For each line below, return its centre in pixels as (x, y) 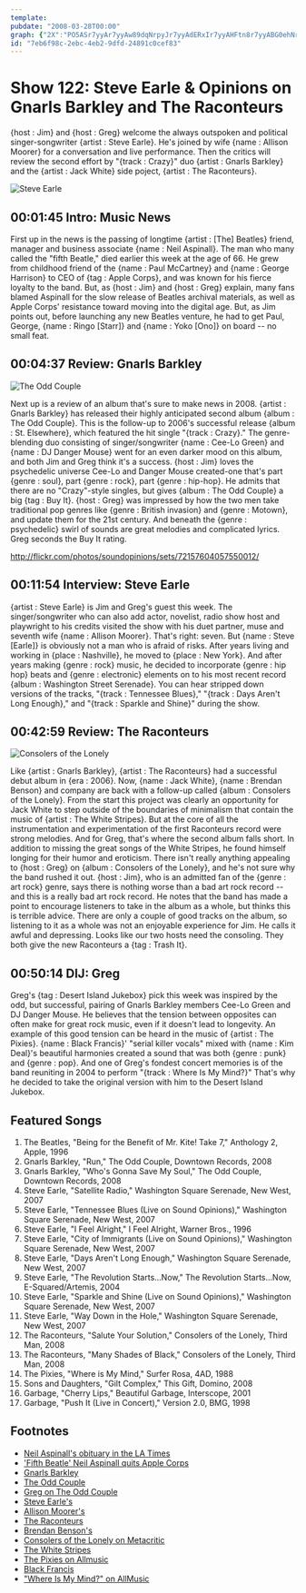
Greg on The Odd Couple (70, 1491)
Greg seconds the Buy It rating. (69, 539)
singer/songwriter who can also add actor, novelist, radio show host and (145, 616)
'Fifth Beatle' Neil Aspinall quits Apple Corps (106, 1462)
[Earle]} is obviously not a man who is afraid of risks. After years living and (150, 645)
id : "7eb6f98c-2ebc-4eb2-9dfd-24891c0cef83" (96, 43)
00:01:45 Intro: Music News (91, 218)
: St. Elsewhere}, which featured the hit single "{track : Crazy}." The (137, 432)
